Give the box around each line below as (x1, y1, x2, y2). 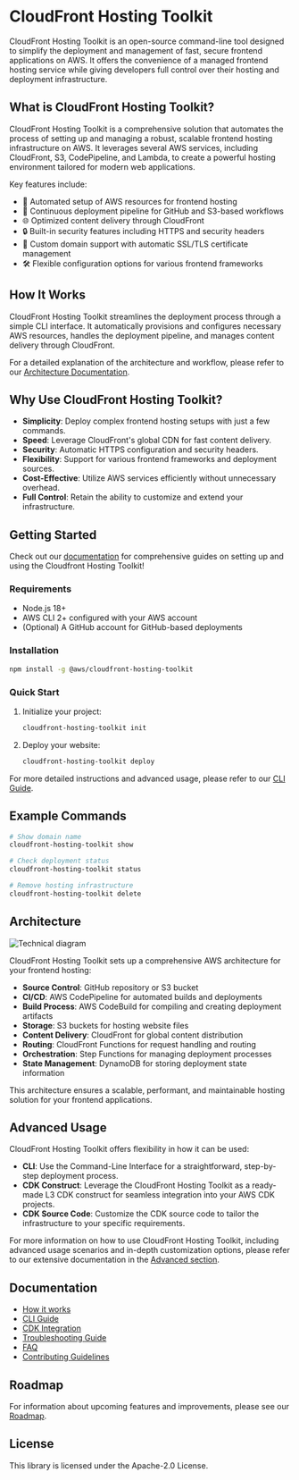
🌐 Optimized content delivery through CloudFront (21, 214, 205, 225)
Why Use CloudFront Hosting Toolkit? (9, 391, 223, 408)
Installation (9, 644, 60, 657)
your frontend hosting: (9, 964, 92, 975)
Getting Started (9, 527, 97, 542)
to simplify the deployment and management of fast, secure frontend (9, 45, 263, 55)
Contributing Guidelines (21, 1351, 110, 1362)
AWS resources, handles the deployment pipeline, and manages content (9, 330, 275, 341)
